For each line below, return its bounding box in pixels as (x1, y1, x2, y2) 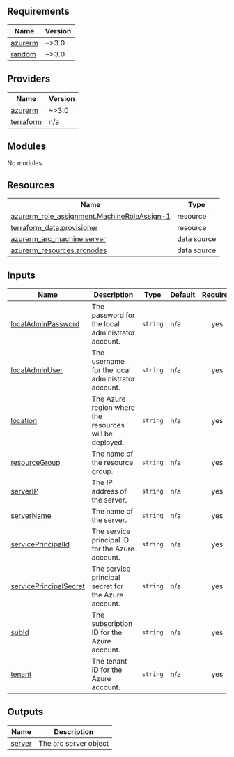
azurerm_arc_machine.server (10, 234, 107, 244)
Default (170, 290, 196, 300)
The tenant (91, 657, 127, 666)
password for (91, 310, 136, 320)
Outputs (7, 706, 44, 718)
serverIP (10, 487, 38, 496)
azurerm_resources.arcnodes (10, 245, 107, 255)
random (10, 49, 36, 59)
